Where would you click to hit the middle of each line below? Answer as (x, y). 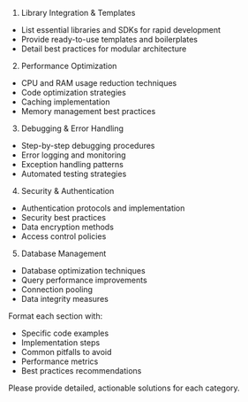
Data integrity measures (65, 299)
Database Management (64, 253)
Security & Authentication (68, 191)
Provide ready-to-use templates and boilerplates (109, 39)
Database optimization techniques (83, 271)
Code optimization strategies (74, 93)
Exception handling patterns (72, 164)
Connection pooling (57, 290)
